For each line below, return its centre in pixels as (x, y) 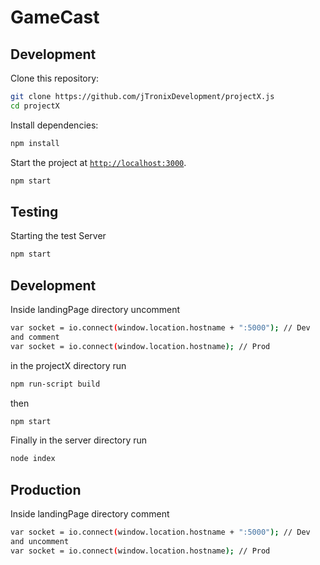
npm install (35, 143)
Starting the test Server (58, 236)
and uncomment (40, 541)
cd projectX (35, 106)
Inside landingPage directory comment (90, 514)
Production (46, 489)
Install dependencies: (54, 125)
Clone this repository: (55, 78)
